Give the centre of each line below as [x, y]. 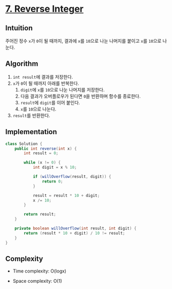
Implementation [31, 132]
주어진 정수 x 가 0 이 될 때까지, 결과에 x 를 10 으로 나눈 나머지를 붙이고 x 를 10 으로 [83, 41]
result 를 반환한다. [31, 115]
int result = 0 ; [41, 153]
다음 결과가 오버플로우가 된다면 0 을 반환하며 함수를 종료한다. [81, 96]
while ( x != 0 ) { [42, 162]
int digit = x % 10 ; [55, 168]
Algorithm [22, 64]
